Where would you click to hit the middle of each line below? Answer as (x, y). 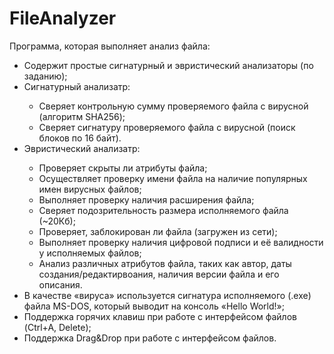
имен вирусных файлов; (90, 189)
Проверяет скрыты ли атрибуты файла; (123, 168)
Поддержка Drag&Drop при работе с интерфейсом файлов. (150, 338)
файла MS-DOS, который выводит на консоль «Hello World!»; (154, 306)
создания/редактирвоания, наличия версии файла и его (159, 274)
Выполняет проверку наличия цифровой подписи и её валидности (181, 242)
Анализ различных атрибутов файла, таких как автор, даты (165, 263)
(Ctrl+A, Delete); (57, 327)
